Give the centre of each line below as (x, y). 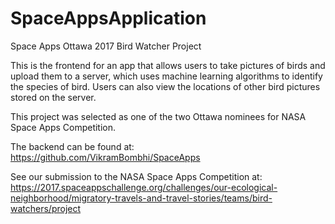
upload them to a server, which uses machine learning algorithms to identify (166, 76)
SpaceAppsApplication (108, 18)
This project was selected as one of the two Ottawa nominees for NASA (158, 116)
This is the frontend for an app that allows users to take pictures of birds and (168, 65)
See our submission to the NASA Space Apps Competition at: (136, 176)
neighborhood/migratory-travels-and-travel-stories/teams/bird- (141, 198)
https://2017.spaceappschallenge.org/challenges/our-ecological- (144, 187)
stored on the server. (53, 97)
